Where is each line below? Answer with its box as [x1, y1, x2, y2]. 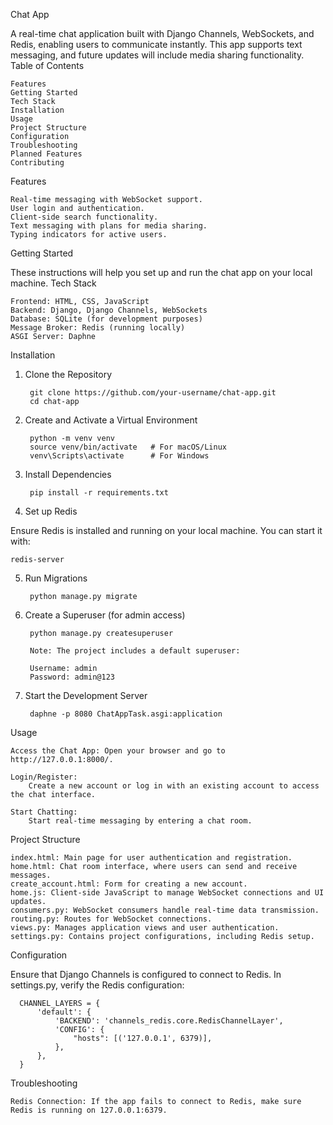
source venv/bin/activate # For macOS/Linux [29, 442, 227, 452]
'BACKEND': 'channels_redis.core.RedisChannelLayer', [54, 1016, 284, 1026]
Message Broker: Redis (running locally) [10, 323, 186, 333]
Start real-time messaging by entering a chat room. [28, 816, 253, 826]
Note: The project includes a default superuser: [29, 646, 241, 656]
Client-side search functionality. [10, 212, 159, 222]
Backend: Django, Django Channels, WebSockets [10, 305, 208, 315]
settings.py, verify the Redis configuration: [10, 979, 185, 991]
